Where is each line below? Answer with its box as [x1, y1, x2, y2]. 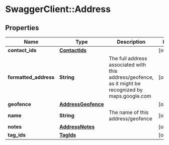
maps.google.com [109, 93, 152, 99]
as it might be [109, 80, 141, 87]
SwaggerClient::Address [5, 4, 111, 15]
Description [117, 39, 146, 45]
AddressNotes [59, 123, 95, 130]
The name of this [109, 109, 149, 116]
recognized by [109, 86, 143, 93]
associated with [109, 61, 146, 68]
